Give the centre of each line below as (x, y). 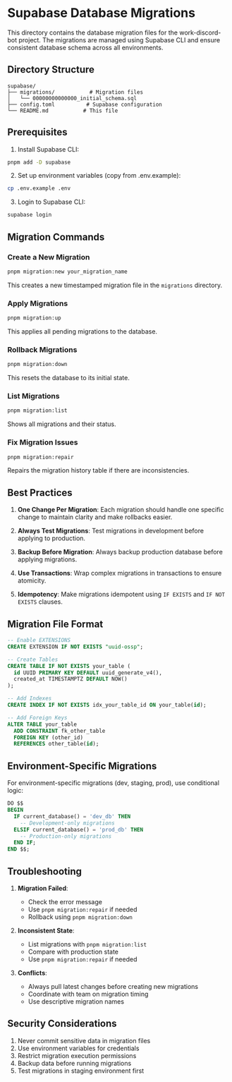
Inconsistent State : (46, 930)
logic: (15, 791)
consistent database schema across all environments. (85, 47)
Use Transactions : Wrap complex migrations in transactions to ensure (120, 573)
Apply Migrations (38, 303)
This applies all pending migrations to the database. (82, 331)
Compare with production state (73, 952)
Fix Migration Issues (43, 442)
